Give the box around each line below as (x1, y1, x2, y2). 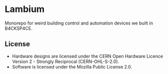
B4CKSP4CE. (5, 25, 33, 31)
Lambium (5, 3, 45, 15)
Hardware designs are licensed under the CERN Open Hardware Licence (12, 53, 163, 59)
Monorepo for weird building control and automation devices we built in (5, 20, 153, 26)
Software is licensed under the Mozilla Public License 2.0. (12, 63, 132, 69)
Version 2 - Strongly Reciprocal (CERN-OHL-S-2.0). (12, 58, 120, 64)
